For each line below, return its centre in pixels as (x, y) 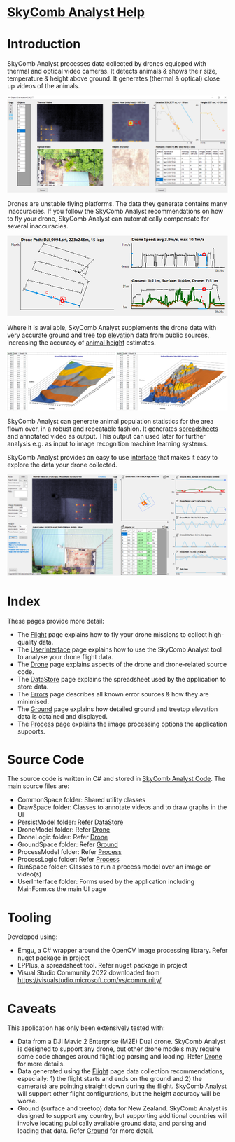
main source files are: (38, 786)
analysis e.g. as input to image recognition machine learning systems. (108, 443)
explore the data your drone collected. (62, 465)
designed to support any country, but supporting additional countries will (122, 1116)
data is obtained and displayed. (63, 716)
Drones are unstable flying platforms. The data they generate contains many (117, 203)
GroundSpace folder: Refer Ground (68, 844)
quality (27, 642)
